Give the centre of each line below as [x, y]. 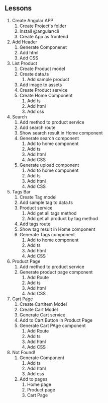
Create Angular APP [33, 20]
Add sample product [48, 79]
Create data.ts [34, 74]
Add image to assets [41, 85]
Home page [39, 384]
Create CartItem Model [43, 304]
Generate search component [49, 138]
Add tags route [35, 224]
